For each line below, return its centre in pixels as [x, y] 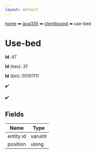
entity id [17, 136]
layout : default [21, 10]
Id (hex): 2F [17, 66]
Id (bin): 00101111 [22, 76]
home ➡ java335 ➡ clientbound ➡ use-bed [48, 23]
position [17, 144]
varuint [39, 136]
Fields [15, 114]
